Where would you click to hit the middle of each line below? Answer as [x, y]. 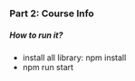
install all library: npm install [74, 58]
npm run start [48, 67]
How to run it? [36, 35]
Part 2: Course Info [52, 13]
